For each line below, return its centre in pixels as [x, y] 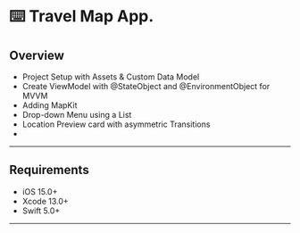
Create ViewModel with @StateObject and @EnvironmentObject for [146, 86]
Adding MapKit [50, 105]
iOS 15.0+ [40, 191]
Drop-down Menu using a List [77, 115]
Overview [37, 55]
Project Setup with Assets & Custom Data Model [111, 77]
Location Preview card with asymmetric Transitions [116, 124]
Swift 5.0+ [41, 211]
